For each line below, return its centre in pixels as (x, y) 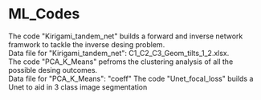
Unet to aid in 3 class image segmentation (78, 87)
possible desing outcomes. (53, 70)
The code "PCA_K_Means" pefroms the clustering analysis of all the (121, 62)
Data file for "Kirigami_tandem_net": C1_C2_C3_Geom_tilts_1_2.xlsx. (119, 53)
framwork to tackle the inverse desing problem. (87, 44)
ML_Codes (44, 14)
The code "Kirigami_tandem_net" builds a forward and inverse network (126, 36)
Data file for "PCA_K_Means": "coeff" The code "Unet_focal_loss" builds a (131, 78)
